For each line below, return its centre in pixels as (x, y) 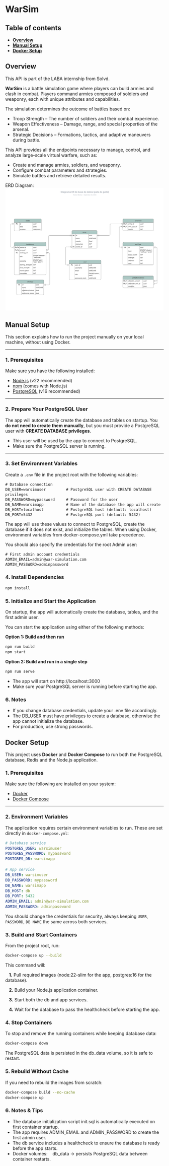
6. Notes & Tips (24, 1111)
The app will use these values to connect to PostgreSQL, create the (75, 524)
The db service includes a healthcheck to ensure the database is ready (86, 1143)
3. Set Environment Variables (41, 463)
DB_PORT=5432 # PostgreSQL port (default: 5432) (73, 515)
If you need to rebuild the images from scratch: (54, 1082)
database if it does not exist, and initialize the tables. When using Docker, (81, 529)
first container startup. (36, 1127)
